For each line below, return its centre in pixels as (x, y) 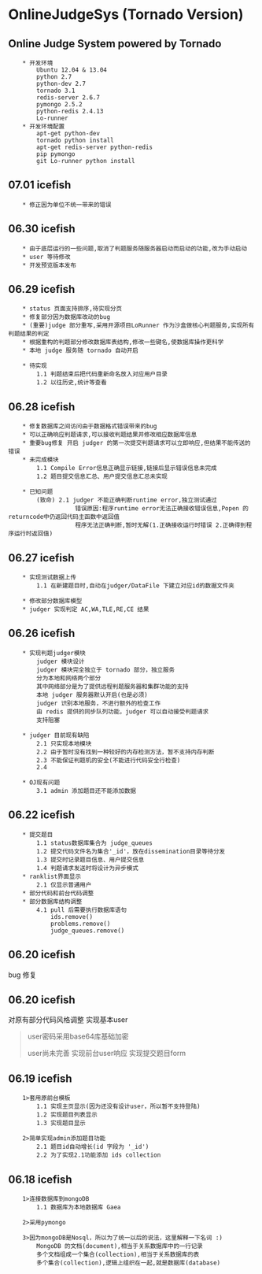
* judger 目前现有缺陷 (56, 735)
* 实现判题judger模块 (54, 653)
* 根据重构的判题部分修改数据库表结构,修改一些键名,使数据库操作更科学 (123, 343)
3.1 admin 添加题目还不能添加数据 (86, 791)
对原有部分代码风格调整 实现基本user (68, 1020)
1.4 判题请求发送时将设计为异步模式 (88, 868)
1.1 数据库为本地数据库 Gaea (79, 1207)
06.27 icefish (41, 558)
